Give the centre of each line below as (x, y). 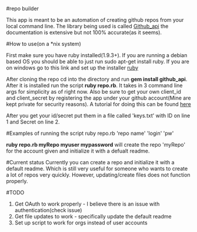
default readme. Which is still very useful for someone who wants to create (97, 168)
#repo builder (23, 9)
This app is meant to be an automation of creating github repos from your (95, 20)
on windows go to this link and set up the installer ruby (72, 68)
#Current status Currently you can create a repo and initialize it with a (90, 162)
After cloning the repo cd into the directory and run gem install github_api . (97, 79)
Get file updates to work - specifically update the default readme (93, 216)
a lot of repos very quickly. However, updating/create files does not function (98, 175)
